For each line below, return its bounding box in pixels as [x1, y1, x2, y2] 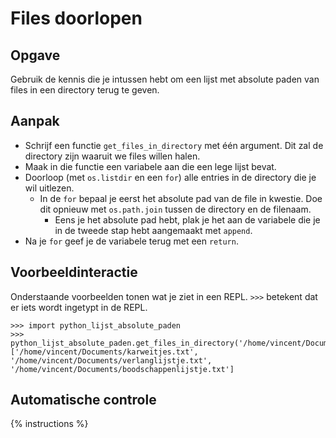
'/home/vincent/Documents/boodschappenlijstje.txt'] [10, 364, 235, 374]
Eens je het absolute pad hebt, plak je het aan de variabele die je [54, 213, 321, 226]
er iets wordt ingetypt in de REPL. [10, 301, 148, 313]
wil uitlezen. [24, 182, 75, 194]
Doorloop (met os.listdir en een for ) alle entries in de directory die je [24, 171, 317, 183]
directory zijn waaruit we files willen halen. [24, 150, 201, 162]
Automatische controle [10, 392, 157, 409]
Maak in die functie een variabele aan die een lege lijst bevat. [24, 160, 277, 172]
